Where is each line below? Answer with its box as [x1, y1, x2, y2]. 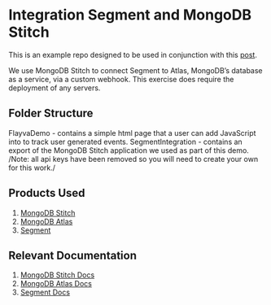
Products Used [8, 186, 85, 200]
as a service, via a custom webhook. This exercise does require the [8, 74, 234, 84]
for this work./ [8, 163, 55, 172]
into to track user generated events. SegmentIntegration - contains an [8, 137, 243, 146]
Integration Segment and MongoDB [8, 6, 252, 24]
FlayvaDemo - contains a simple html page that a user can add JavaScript [8, 128, 256, 137]
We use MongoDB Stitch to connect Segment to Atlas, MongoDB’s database [8, 65, 263, 75]
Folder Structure [8, 107, 94, 120]
